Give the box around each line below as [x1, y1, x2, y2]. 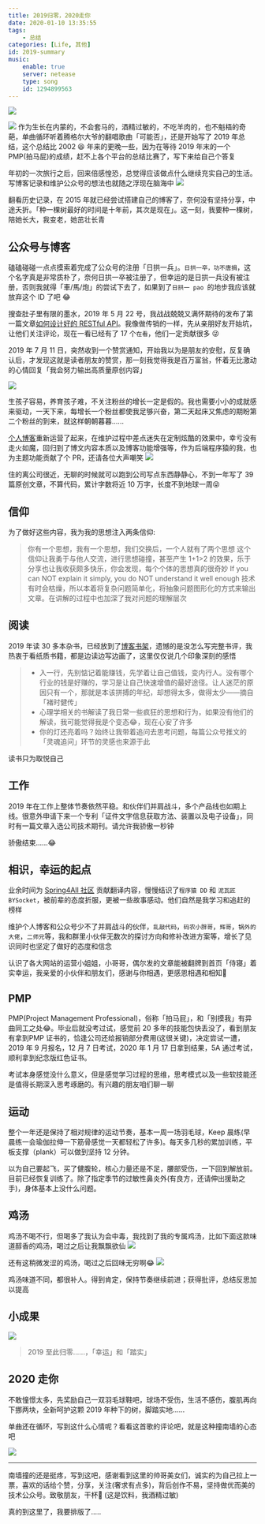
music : [8, 56, 30, 64]
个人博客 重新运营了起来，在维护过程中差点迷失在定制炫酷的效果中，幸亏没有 [8, 433, 257, 443]
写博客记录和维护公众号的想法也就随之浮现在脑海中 [8, 178, 174, 188]
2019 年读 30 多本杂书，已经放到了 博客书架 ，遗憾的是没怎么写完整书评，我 [8, 641, 253, 651]
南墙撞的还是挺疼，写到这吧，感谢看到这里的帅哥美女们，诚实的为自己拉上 [8, 1470, 250, 1480]
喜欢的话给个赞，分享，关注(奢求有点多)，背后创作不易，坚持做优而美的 [21, 1480, 256, 1489]
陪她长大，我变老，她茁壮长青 [8, 215, 105, 225]
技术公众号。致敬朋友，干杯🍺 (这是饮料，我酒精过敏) [8, 1490, 179, 1500]
